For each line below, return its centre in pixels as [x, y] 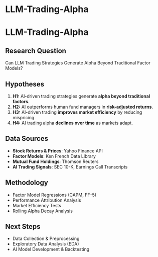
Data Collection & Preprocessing [46, 239]
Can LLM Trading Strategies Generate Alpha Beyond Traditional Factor [78, 63]
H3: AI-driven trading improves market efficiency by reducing [77, 112]
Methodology [27, 183]
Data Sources [27, 139]
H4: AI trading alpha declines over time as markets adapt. [72, 123]
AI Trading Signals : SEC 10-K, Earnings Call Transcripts [70, 166]
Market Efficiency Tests [37, 205]
